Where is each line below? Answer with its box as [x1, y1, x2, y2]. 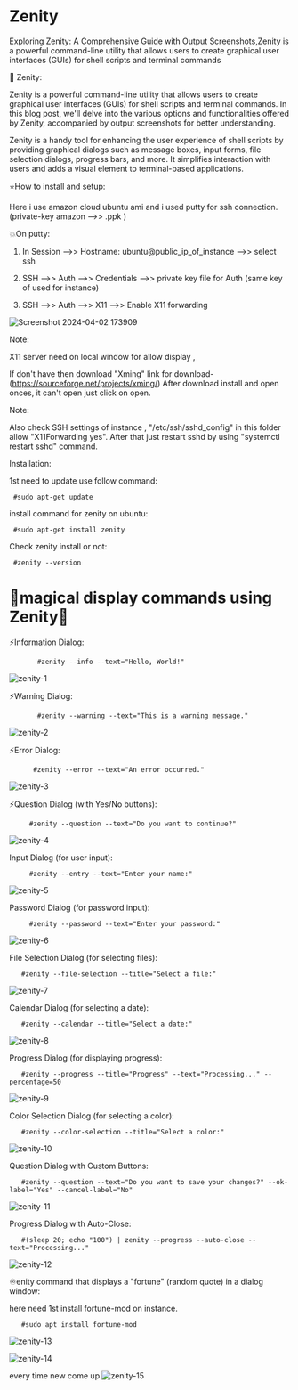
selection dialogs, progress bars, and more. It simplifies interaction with [9, 153, 271, 164]
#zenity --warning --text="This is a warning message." [36, 711, 249, 720]
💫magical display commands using [9, 588, 273, 608]
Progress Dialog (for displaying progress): [9, 1053, 163, 1063]
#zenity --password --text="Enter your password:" [28, 919, 221, 928]
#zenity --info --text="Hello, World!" [36, 657, 185, 666]
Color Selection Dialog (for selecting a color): [9, 1110, 175, 1121]
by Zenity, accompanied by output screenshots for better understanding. [9, 118, 276, 128]
